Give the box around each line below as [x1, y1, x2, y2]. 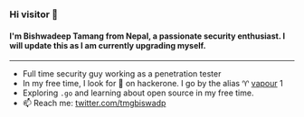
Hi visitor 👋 [9, 8, 59, 21]
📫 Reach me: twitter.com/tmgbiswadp [22, 98, 166, 109]
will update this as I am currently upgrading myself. [9, 40, 206, 50]
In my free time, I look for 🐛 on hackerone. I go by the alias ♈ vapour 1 [22, 78, 283, 89]
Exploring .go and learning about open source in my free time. [22, 87, 254, 98]
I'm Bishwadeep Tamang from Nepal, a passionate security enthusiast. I [9, 31, 286, 41]
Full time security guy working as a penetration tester [22, 68, 222, 79]
